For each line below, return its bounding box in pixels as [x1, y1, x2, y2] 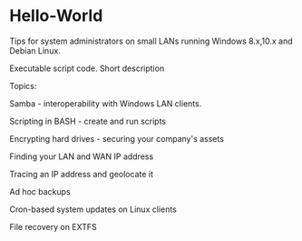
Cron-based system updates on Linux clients [9, 204, 177, 215]
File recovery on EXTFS [9, 221, 97, 232]
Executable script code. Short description [9, 63, 165, 74]
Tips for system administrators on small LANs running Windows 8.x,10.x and [9, 35, 293, 46]
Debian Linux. [9, 45, 61, 55]
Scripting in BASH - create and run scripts [9, 115, 166, 126]
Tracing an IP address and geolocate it [9, 168, 154, 179]
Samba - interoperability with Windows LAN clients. [9, 97, 202, 109]
